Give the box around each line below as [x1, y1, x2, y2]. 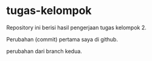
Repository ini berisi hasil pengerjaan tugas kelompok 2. [6, 24, 147, 31]
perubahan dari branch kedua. [6, 47, 82, 55]
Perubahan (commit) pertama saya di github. [6, 35, 119, 43]
